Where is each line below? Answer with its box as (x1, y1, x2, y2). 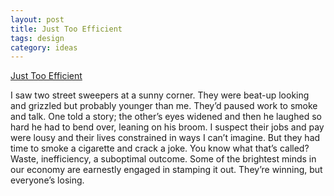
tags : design (10, 33, 65, 43)
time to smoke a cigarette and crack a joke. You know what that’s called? (10, 142, 310, 155)
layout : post (10, 14, 65, 25)
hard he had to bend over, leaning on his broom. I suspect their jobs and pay (10, 121, 325, 133)
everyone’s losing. (10, 174, 85, 186)
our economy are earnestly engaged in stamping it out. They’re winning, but (10, 164, 323, 176)
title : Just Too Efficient (10, 24, 123, 34)
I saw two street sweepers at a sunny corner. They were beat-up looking (10, 89, 310, 101)
